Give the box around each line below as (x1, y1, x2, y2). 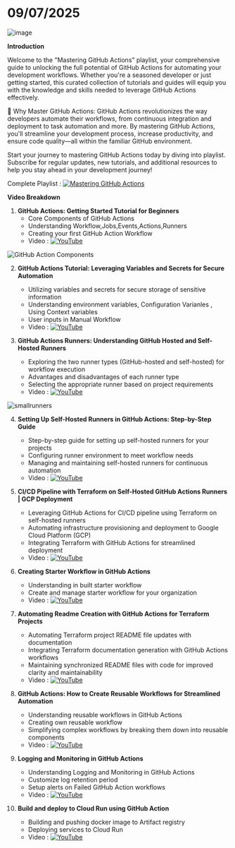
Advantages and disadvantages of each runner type (27, 372, 179, 381)
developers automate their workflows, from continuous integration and (7, 114, 212, 123)
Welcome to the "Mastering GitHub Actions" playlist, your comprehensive (7, 55, 220, 64)
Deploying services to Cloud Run (27, 825, 123, 834)
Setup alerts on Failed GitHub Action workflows (27, 782, 165, 792)
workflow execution (27, 365, 86, 374)
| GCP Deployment (17, 494, 73, 503)
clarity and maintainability (27, 668, 103, 676)
